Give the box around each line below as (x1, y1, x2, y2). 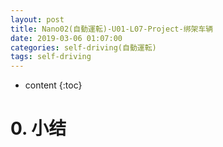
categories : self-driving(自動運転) (10, 42, 157, 53)
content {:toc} (24, 79, 83, 91)
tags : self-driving (10, 52, 92, 62)
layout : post (10, 14, 65, 25)
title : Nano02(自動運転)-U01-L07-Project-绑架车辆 (10, 24, 214, 34)
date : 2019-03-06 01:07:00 (10, 33, 123, 43)
